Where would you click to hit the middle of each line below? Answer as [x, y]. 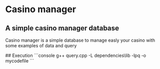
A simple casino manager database [62, 28]
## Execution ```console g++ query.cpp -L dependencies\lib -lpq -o [76, 55]
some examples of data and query [41, 46]
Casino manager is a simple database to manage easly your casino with [80, 40]
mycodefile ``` [20, 61]
